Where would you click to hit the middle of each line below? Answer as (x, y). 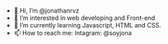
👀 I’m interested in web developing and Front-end (84, 18)
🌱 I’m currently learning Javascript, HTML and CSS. (87, 25)
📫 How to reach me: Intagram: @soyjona (73, 33)
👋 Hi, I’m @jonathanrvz (47, 11)
